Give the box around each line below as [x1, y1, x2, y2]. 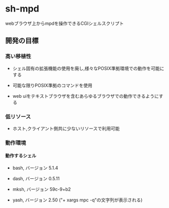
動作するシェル [5, 153, 36, 159]
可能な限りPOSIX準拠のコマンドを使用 [12, 82, 92, 88]
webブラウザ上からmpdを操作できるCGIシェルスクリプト [5, 20, 124, 26]
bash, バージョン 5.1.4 [12, 165, 59, 171]
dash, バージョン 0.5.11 [12, 176, 60, 182]
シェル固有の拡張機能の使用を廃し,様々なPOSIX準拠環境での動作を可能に [12, 65, 164, 71]
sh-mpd [5, 3, 39, 15]
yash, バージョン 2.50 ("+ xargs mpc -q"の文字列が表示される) [12, 197, 143, 203]
